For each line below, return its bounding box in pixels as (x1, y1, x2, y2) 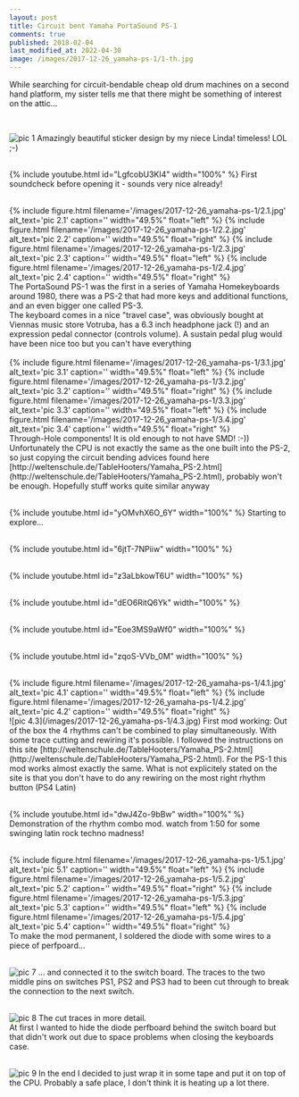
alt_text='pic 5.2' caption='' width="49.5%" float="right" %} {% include (9, 883, 272, 893)
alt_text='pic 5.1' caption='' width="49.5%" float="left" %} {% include (9, 864, 265, 875)
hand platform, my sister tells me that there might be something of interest (9, 88, 283, 99)
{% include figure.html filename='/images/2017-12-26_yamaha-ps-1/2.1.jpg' (9, 205, 287, 215)
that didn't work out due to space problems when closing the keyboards (9, 1032, 274, 1042)
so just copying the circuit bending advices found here (9, 452, 210, 463)
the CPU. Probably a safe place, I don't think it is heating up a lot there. (9, 1077, 270, 1088)
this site (9, 744, 38, 755)
